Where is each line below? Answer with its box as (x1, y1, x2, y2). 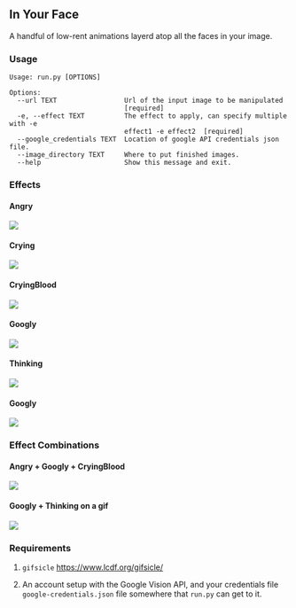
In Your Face (9, 7, 80, 22)
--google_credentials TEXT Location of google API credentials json (17, 135, 279, 144)
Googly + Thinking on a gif (9, 500, 109, 511)
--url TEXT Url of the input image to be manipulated (17, 97, 284, 105)
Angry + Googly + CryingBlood (9, 461, 126, 472)
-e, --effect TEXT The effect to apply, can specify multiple (17, 112, 288, 121)
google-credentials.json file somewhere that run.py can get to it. (21, 589, 262, 599)
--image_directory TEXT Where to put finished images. (17, 151, 240, 160)
